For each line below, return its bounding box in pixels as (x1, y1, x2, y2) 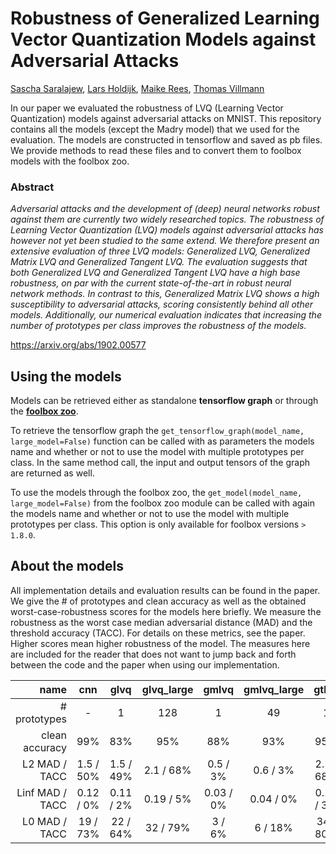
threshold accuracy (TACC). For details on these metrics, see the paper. (10, 627, 306, 639)
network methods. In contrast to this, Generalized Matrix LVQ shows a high (10, 288, 320, 300)
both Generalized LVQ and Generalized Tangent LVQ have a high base (10, 267, 301, 279)
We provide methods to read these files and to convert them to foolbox (10, 144, 302, 156)
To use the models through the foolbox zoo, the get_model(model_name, (10, 487, 303, 499)
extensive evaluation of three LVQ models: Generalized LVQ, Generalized (10, 245, 311, 257)
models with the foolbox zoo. (10, 155, 130, 167)
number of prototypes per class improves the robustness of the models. (10, 320, 307, 332)
